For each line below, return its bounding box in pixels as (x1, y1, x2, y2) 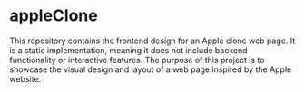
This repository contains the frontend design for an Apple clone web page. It (9, 35, 296, 46)
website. (9, 73, 42, 84)
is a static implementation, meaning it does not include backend (9, 44, 248, 55)
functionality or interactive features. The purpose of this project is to (9, 54, 265, 65)
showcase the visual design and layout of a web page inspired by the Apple (9, 64, 292, 75)
